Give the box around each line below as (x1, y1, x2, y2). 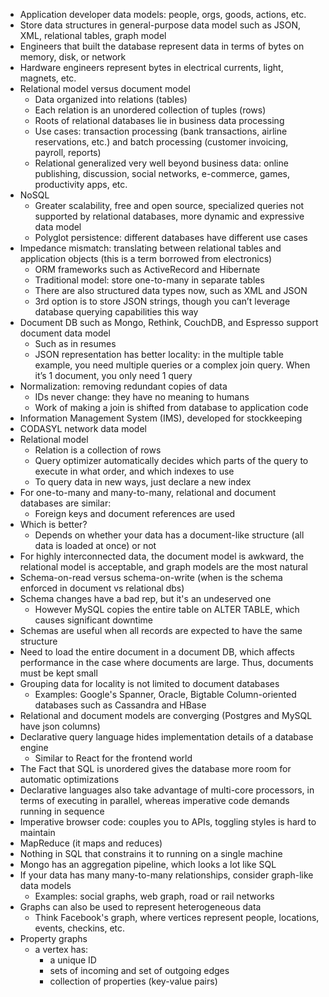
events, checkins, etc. (34, 922, 126, 934)
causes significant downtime (34, 614, 153, 626)
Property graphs (19, 933, 88, 944)
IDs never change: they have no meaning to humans (34, 391, 250, 403)
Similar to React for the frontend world (34, 752, 193, 764)
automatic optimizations (19, 774, 120, 785)
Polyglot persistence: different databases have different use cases (34, 232, 308, 243)
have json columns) (19, 720, 101, 732)
